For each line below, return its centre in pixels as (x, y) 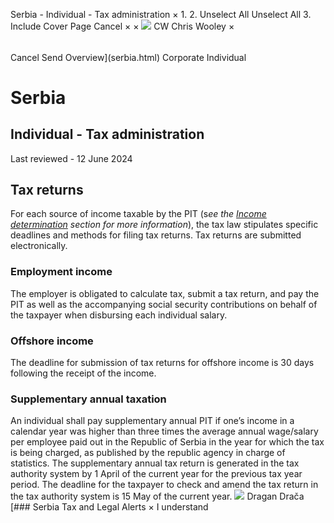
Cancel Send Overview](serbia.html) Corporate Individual (128, 57)
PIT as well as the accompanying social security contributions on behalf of (164, 304)
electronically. (39, 246)
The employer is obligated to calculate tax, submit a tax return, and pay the (165, 293)
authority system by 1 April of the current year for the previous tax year (156, 474)
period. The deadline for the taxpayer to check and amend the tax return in (164, 485)
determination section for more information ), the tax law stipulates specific (164, 225)
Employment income (61, 272)
